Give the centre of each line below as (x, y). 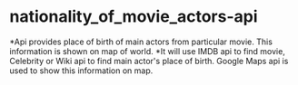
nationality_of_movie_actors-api (134, 17)
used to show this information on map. (81, 71)
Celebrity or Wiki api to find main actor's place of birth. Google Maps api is (149, 61)
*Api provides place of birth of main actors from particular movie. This (141, 42)
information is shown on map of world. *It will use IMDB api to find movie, (148, 51)
